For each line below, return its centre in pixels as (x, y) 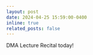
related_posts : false (33, 28)
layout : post (22, 12)
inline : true (22, 23)
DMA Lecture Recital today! (40, 45)
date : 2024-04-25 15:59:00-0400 (46, 17)
